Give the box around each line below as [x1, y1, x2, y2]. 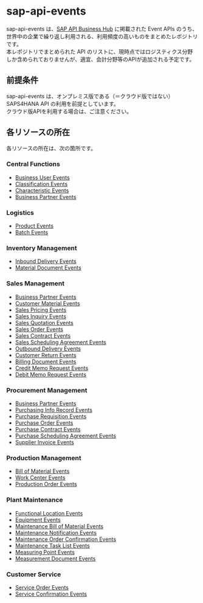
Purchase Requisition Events [15, 413, 87, 420]
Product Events [15, 222, 53, 229]
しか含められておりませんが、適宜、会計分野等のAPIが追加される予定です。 [6, 55, 195, 63]
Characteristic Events [15, 187, 69, 194]
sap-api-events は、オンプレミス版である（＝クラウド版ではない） [6, 92, 174, 100]
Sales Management [6, 279, 65, 288]
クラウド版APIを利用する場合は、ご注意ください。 [6, 108, 132, 115]
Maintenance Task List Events [15, 542, 90, 549]
